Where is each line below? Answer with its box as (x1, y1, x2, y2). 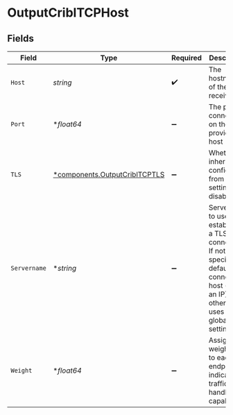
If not (208, 246, 226, 255)
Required (171, 53, 202, 62)
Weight (10, 366, 33, 374)
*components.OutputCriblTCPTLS (53, 170, 165, 179)
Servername (10, 264, 46, 272)
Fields (7, 33, 35, 44)
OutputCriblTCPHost (7, 5, 130, 21)
